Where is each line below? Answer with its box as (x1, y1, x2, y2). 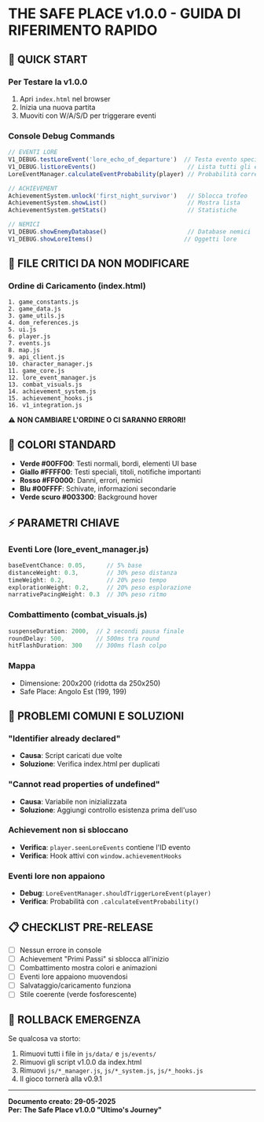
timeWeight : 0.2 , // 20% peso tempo (8, 576, 167, 584)
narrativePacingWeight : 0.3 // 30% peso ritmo (8, 590, 167, 598)
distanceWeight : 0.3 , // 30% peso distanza (8, 568, 178, 576)
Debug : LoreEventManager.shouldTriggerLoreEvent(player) (19, 888, 212, 898)
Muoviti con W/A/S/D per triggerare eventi (19, 111, 156, 120)
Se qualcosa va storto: (8, 1034, 81, 1043)
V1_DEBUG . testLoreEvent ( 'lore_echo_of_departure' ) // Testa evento (8, 156, 237, 164)
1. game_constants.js (8, 298, 79, 307)
